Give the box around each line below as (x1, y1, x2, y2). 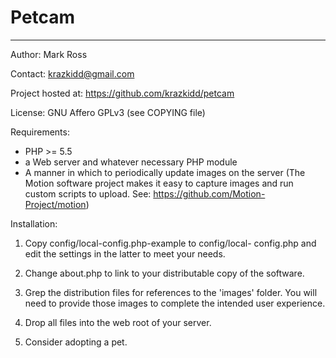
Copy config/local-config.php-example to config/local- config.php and (24, 237, 317, 249)
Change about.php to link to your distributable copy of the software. (24, 267, 305, 279)
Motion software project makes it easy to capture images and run (24, 177, 294, 189)
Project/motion (24, 198, 87, 210)
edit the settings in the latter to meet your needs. (24, 247, 226, 260)
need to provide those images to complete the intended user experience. (24, 297, 326, 309)
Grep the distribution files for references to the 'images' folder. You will (24, 286, 318, 298)
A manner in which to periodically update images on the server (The (24, 166, 306, 178)
